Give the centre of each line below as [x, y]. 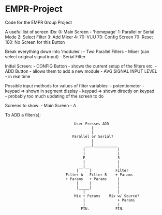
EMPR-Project [34, 9]
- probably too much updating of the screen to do [54, 96]
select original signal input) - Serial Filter [45, 56]
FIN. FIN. [102, 209]
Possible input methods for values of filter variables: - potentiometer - [74, 85]
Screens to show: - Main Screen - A [41, 105]
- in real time [18, 76]
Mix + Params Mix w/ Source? [107, 196]
